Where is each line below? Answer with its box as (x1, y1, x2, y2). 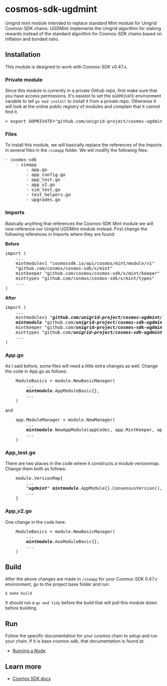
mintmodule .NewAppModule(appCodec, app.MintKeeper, (26, 427, 155, 433)
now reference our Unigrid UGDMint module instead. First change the (5, 226, 148, 232)
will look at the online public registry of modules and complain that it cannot (5, 103, 161, 109)
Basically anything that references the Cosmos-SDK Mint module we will (5, 220, 154, 226)
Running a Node (12, 648, 46, 654)
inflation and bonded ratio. (5, 36, 60, 42)
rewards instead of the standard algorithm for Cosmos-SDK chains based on (5, 30, 162, 36)
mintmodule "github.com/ (15, 319, 76, 325)
